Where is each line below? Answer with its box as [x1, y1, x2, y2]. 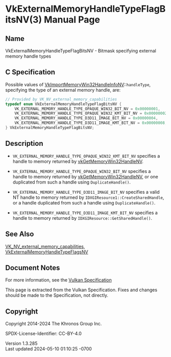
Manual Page [44, 14, 100, 25]
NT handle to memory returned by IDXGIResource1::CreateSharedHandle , [12, 194, 164, 200]
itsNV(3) [5, 14, 42, 25]
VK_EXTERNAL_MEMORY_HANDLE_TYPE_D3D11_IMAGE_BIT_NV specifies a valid [12, 189, 160, 195]
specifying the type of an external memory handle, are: [5, 87, 121, 93]
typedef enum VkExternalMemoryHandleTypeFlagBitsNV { [5, 101, 122, 107]
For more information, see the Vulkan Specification [5, 277, 112, 283]
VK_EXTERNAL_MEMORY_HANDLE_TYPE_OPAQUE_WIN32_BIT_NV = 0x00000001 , [14, 106, 160, 111]
